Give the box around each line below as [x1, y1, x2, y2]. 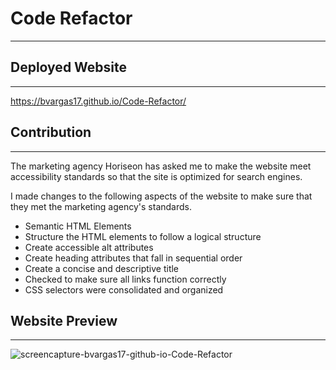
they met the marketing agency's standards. [10, 200, 193, 212]
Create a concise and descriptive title [24, 262, 180, 274]
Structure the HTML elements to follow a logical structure [24, 230, 262, 242]
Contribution [10, 124, 92, 141]
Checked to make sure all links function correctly [24, 273, 227, 285]
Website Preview [10, 312, 118, 329]
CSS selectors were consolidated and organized [24, 283, 224, 296]
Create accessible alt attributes [24, 241, 154, 253]
